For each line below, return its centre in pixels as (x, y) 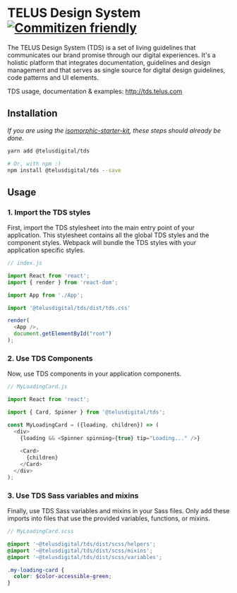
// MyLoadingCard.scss (41, 532)
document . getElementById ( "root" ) (63, 334)
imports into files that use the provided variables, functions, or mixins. (109, 519)
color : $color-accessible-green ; (63, 577)
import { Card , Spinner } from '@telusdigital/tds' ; (86, 412)
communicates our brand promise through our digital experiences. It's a (112, 55)
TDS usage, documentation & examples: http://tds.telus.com (95, 91)
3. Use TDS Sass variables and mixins (73, 496)
